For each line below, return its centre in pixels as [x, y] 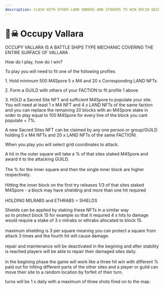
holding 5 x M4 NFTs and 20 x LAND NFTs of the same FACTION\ [71, 135]
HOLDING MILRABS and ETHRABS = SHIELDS [51, 200]
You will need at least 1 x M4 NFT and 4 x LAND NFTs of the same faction [79, 105]
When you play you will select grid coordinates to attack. [62, 144]
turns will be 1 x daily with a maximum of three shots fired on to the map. [78, 281]
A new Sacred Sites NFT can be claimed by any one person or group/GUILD [81, 130]
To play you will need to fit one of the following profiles [60, 71]
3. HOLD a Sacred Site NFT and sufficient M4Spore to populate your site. [79, 99]
